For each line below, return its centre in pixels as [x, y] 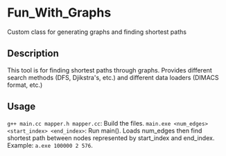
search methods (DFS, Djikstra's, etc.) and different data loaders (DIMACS [113, 77]
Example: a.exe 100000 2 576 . [50, 145]
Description [33, 53]
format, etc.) [25, 85]
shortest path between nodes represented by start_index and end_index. [111, 138]
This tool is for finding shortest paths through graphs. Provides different [110, 70]
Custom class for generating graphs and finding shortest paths [97, 32]
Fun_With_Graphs [59, 13]
